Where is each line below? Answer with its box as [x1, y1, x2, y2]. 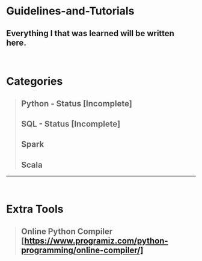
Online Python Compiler [20, 226, 113, 236]
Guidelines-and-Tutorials [6, 4, 135, 18]
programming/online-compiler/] [20, 245, 144, 255]
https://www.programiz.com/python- [24, 236, 168, 246]
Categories [6, 75, 63, 88]
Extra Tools [6, 203, 64, 216]
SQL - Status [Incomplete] [20, 118, 121, 129]
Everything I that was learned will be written [6, 28, 174, 38]
